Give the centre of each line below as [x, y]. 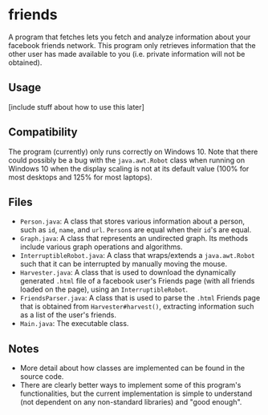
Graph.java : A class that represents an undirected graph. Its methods [134, 239]
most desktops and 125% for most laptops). [80, 177]
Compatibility [43, 133]
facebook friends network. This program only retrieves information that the [132, 45]
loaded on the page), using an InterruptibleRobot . [104, 289]
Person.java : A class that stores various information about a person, [132, 221]
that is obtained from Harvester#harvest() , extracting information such [137, 307]
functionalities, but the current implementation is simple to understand [136, 393]
